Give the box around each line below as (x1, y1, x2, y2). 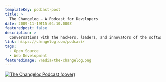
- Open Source (9, 48, 39, 53)
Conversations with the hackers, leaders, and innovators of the (9, 35, 147, 40)
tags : (5, 44, 16, 49)
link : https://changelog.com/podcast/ (5, 40, 85, 44)
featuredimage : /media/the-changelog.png (5, 58, 92, 63)
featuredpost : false (5, 26, 48, 31)
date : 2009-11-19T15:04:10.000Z (5, 21, 72, 26)
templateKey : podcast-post (5, 7, 61, 12)
